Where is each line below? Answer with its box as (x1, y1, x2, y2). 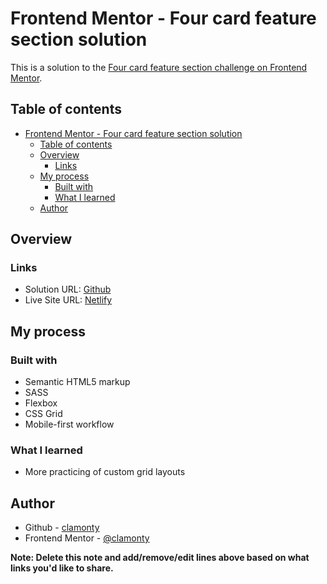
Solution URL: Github (24, 283, 112, 296)
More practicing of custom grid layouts (24, 466, 186, 478)
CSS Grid (24, 408, 63, 420)
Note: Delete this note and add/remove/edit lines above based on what (10, 552, 310, 564)
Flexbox (24, 397, 58, 409)
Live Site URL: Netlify (24, 294, 113, 306)
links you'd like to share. (10, 562, 114, 574)
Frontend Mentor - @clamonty (24, 532, 150, 544)
